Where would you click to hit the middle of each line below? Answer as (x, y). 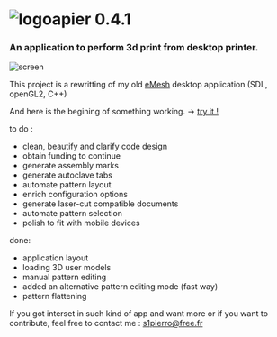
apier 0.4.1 (92, 19)
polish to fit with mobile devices (81, 223)
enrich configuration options (75, 195)
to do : (21, 129)
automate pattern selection (72, 214)
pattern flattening (54, 296)
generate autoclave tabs (67, 175)
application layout (55, 258)
